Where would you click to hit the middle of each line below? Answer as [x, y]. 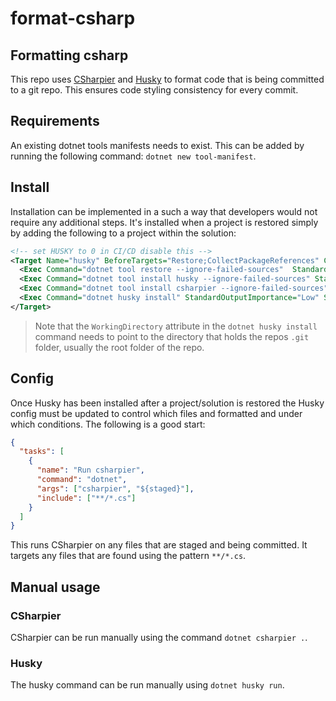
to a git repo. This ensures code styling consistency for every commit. [154, 90]
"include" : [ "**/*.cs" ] [86, 498]
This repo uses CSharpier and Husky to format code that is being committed [167, 79]
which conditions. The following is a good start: [108, 424]
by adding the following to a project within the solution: [123, 233]
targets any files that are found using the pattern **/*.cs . [128, 556]
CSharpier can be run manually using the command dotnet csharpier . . [159, 637]
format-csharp [73, 18]
